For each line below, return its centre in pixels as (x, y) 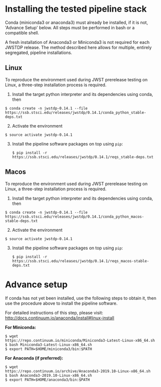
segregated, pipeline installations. (39, 53)
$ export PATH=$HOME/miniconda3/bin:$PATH (48, 349)
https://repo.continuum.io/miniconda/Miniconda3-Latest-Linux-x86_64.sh (80, 340)
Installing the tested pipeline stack (76, 9)
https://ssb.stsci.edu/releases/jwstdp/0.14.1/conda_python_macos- (75, 217)
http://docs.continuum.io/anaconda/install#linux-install (60, 318)
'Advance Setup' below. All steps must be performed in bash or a (70, 27)
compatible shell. (22, 33)
